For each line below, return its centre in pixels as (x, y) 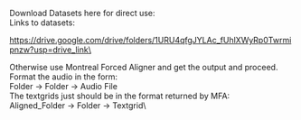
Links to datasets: (42, 23)
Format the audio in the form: (64, 77)
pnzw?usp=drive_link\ (51, 50)
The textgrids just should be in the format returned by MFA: (120, 96)
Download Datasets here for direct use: (82, 13)
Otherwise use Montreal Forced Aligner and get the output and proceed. (144, 67)
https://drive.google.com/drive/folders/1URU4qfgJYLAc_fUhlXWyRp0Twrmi (150, 40)
